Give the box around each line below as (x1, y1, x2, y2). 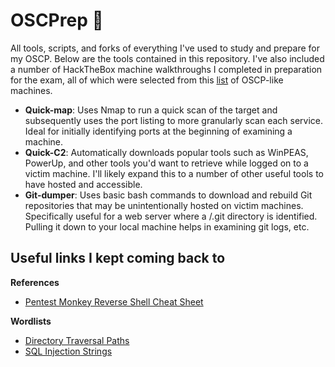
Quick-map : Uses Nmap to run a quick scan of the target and (24, 104, 278, 116)
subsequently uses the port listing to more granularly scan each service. (24, 114, 324, 126)
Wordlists (10, 315, 52, 327)
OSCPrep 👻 (10, 9, 104, 32)
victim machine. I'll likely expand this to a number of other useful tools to (24, 167, 324, 179)
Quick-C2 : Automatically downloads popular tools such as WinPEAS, (24, 146, 309, 158)
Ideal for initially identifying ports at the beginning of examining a (24, 125, 293, 137)
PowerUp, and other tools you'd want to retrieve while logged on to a (24, 157, 309, 169)
